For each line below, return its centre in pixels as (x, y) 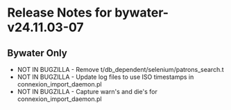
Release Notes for (60, 13)
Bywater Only (37, 53)
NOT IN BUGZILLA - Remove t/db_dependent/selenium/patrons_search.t (120, 70)
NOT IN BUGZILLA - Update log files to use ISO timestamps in (105, 77)
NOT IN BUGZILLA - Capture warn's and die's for (87, 92)
